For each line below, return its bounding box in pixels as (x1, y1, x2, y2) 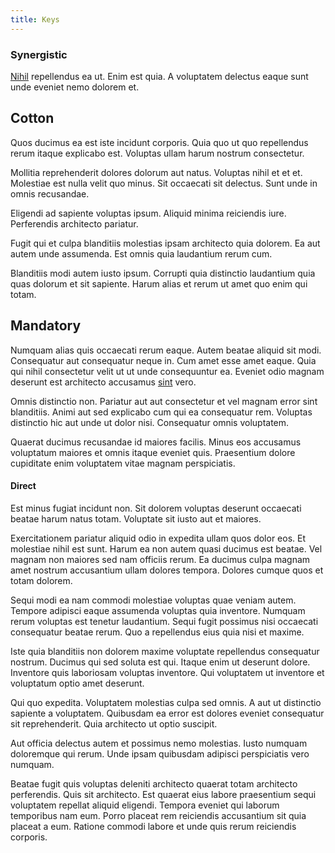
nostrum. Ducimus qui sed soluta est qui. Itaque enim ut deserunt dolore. (10, 656, 311, 668)
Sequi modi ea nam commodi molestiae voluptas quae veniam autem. (10, 594, 297, 606)
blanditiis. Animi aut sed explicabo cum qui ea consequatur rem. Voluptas (10, 406, 313, 418)
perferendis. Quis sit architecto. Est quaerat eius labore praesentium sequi (10, 788, 317, 800)
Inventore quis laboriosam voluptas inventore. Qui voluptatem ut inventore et (10, 666, 325, 678)
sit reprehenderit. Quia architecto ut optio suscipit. (10, 717, 218, 730)
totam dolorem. (10, 574, 73, 586)
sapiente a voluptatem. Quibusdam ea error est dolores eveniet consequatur (10, 707, 325, 719)
